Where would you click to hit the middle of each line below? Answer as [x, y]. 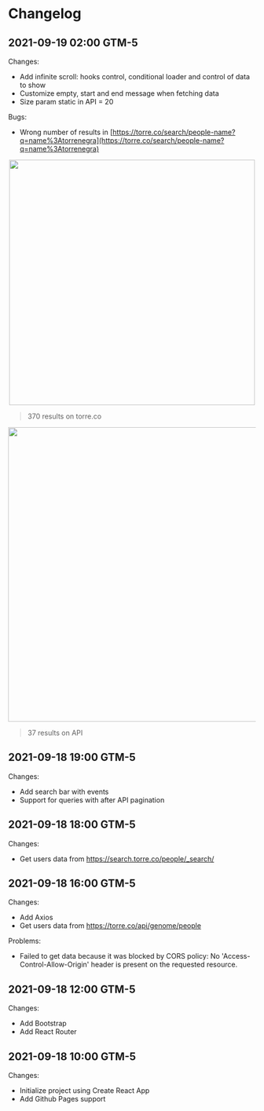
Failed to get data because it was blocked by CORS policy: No [119, 956]
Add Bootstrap [43, 1023]
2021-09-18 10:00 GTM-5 [72, 1056]
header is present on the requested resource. [164, 965]
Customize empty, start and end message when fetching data [119, 93]
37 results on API [55, 733]
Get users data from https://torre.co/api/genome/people [110, 926]
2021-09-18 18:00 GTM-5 [72, 825]
